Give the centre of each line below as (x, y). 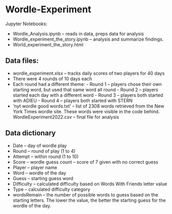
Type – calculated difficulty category (52, 189)
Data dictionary (31, 133)
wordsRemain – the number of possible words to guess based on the (85, 194)
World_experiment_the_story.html (48, 44)
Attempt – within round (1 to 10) (45, 156)
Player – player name (35, 167)
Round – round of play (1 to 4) (44, 151)
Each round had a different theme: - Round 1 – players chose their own (87, 84)
